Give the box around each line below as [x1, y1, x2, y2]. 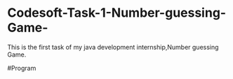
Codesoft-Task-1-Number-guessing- [7, 5, 227, 21]
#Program [7, 64, 36, 72]
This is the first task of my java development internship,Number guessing [7, 43, 219, 51]
